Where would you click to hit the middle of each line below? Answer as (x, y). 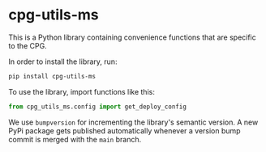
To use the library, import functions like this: (82, 91)
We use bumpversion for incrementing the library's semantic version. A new (133, 122)
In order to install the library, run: (63, 61)
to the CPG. (28, 45)
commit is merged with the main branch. (75, 139)
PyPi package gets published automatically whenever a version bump (124, 130)
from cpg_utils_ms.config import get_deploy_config (97, 107)
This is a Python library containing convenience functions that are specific (133, 37)
